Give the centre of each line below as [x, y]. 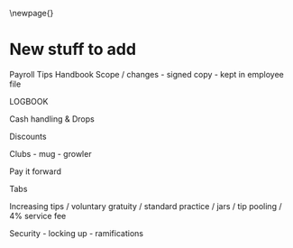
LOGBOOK [29, 101]
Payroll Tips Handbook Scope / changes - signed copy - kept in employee [146, 74]
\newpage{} [32, 13]
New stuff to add [73, 50]
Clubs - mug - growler [50, 153]
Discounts [28, 136]
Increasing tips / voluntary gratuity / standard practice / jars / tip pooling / [146, 206]
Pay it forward [35, 171]
